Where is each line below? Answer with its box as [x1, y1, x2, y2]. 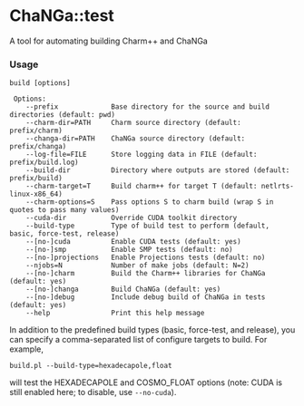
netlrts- [260, 182, 295, 191]
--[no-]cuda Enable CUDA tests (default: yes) [25, 237, 242, 246]
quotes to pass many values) [9, 206, 120, 215]
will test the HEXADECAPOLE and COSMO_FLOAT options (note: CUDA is [9, 377, 283, 388]
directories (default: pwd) [9, 111, 116, 120]
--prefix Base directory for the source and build [25, 102, 270, 111]
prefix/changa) [9, 142, 67, 151]
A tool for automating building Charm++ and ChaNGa [9, 35, 209, 46]
